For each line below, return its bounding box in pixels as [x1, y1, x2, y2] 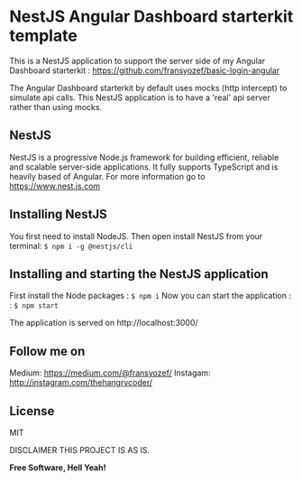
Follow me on [9, 343, 86, 358]
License [9, 403, 55, 419]
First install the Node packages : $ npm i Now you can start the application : [9, 291, 291, 301]
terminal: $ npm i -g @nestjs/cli [9, 240, 133, 251]
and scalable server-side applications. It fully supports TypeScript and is [9, 161, 279, 172]
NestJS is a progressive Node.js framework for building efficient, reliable [9, 152, 279, 162]
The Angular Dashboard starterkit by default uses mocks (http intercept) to [9, 82, 288, 93]
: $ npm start [9, 300, 59, 311]
